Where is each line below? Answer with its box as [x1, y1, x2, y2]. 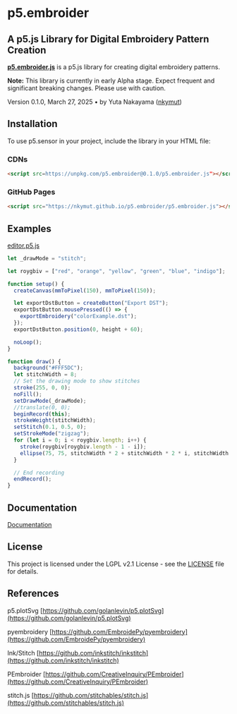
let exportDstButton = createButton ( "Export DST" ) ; [13, 300, 169, 307]
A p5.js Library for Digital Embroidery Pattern [7, 33, 209, 45]
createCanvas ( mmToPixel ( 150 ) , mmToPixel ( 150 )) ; [13, 287, 157, 294]
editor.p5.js [7, 241, 40, 250]
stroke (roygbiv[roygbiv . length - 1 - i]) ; [20, 443, 147, 450]
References [7, 588, 59, 600]
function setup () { [7, 280, 65, 287]
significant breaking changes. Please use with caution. [7, 84, 166, 92]
